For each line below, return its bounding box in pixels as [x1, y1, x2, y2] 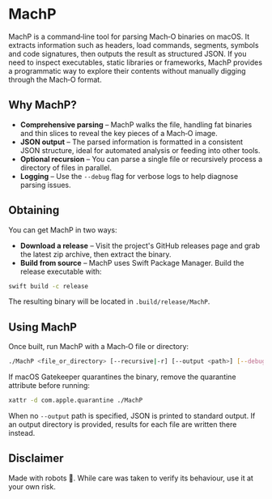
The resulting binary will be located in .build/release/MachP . [8, 296, 210, 306]
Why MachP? [8, 98, 77, 112]
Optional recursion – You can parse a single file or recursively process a [19, 154, 263, 164]
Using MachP [8, 320, 77, 334]
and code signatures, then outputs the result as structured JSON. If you [8, 49, 247, 58]
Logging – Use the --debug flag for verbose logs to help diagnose [19, 171, 239, 181]
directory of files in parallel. [19, 163, 112, 173]
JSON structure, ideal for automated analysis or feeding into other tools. [19, 145, 261, 155]
